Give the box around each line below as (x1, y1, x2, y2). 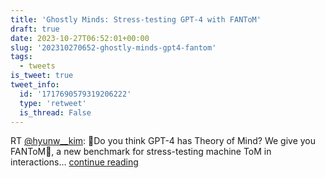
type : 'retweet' (19, 98, 87, 108)
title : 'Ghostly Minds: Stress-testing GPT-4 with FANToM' (10, 14, 262, 25)
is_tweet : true (10, 71, 74, 81)
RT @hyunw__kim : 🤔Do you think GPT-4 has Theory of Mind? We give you (10, 135, 317, 147)
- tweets (19, 61, 56, 71)
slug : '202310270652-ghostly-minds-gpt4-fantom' (10, 42, 217, 53)
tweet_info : (10, 80, 60, 90)
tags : (10, 52, 33, 62)
